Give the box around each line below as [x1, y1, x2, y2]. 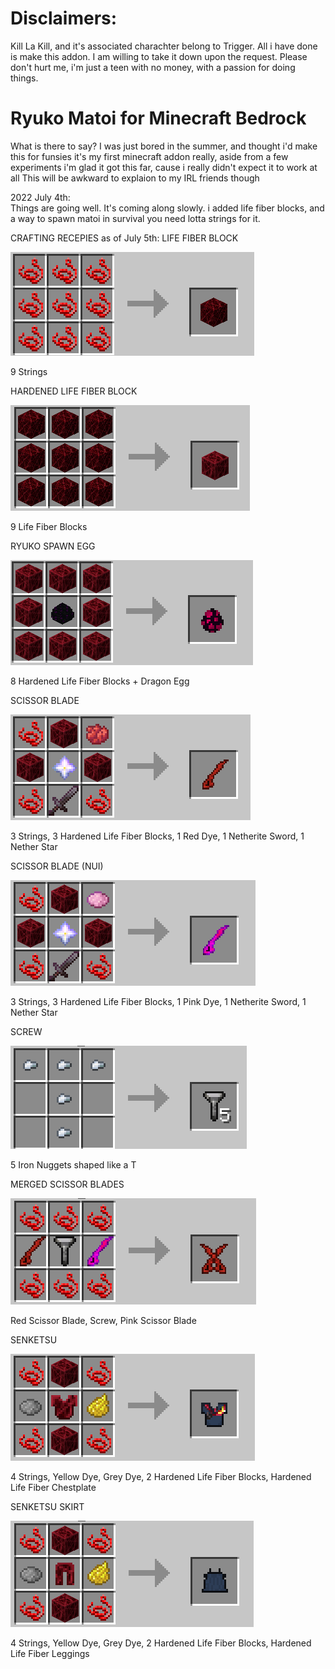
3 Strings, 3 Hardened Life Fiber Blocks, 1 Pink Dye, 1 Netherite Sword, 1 [10, 995, 307, 1007]
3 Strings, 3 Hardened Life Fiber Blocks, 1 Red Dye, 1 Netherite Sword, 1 [10, 830, 305, 842]
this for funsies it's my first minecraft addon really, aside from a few [10, 150, 289, 162]
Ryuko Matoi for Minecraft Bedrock [10, 107, 307, 130]
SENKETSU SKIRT [10, 1500, 85, 1512]
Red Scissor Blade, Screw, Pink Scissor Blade [10, 1314, 197, 1326]
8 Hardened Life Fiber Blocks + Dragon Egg [10, 675, 190, 687]
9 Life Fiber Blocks [10, 520, 88, 532]
